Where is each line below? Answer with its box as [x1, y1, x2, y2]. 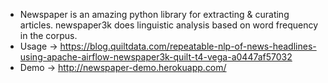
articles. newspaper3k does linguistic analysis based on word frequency [19, 19, 319, 31]
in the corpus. [19, 30, 78, 41]
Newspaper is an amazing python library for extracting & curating [19, 9, 290, 20]
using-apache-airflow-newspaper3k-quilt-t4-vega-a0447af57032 [19, 51, 293, 63]
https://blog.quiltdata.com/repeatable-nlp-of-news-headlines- [59, 40, 317, 52]
